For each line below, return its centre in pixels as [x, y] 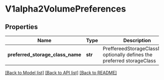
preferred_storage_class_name [44, 55]
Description [137, 40]
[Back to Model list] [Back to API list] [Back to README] [61, 73]
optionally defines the [128, 55]
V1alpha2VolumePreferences [65, 9]
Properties [21, 27]
